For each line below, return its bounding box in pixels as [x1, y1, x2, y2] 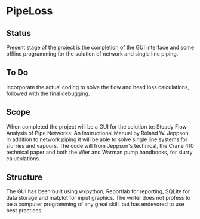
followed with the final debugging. [6, 90, 90, 97]
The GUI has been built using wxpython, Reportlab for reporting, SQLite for [6, 188, 190, 195]
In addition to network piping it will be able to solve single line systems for [6, 136, 188, 143]
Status [6, 28, 32, 38]
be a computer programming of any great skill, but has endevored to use [6, 200, 185, 208]
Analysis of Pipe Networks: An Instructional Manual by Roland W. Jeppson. [6, 129, 190, 136]
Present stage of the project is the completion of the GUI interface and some [6, 44, 195, 51]
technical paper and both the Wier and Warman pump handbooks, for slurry [6, 148, 193, 156]
